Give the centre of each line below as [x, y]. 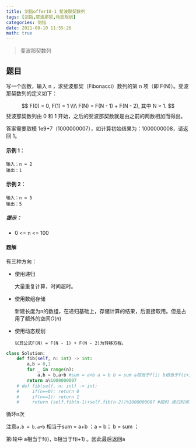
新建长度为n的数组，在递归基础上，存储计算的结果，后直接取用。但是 [98, 311]
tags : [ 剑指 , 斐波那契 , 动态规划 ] [41, 17]
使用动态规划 [30, 331]
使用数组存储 [30, 299]
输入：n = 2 [19, 165]
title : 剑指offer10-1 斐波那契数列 [46, 11]
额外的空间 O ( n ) [43, 318]
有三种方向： [21, 261]
